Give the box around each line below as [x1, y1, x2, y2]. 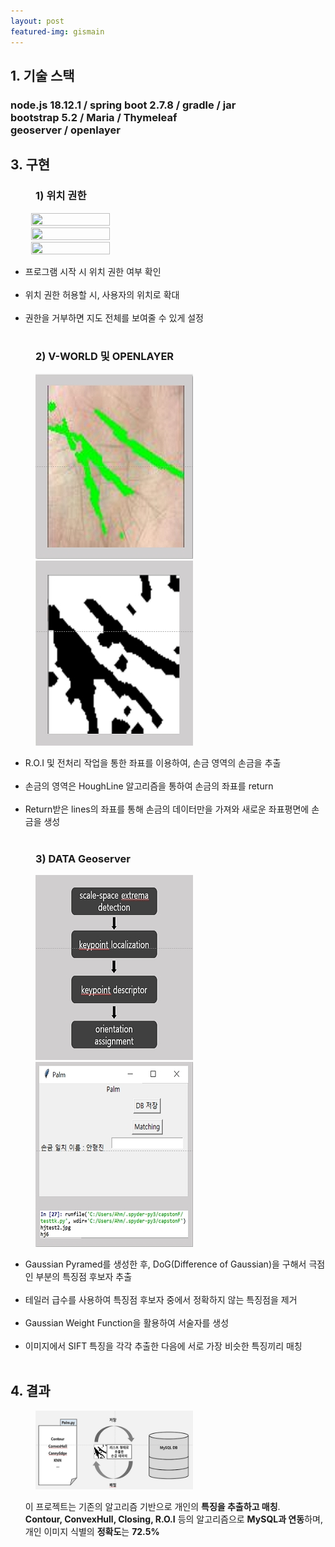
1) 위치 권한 [35, 189, 87, 203]
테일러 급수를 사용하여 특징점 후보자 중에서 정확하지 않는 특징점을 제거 [24, 1294, 298, 1306]
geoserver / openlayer [10, 123, 121, 137]
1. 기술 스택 [10, 67, 75, 84]
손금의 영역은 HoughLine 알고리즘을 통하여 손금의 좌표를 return [24, 780, 274, 792]
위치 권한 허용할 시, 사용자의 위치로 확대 [24, 288, 180, 300]
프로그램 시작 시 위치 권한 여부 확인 [24, 265, 162, 277]
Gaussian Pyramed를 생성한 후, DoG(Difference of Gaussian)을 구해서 [24, 1258, 307, 1270]
